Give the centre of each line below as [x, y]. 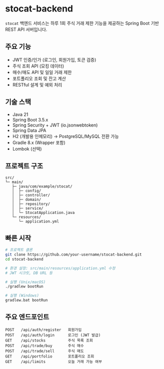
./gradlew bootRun [24, 286]
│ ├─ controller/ [31, 195]
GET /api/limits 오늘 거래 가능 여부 [54, 361]
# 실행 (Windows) [22, 295]
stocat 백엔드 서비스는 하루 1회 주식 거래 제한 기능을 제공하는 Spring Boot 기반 [82, 23]
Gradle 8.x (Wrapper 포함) [39, 142]
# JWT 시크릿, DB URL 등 [29, 273]
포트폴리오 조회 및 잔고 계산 [39, 78]
